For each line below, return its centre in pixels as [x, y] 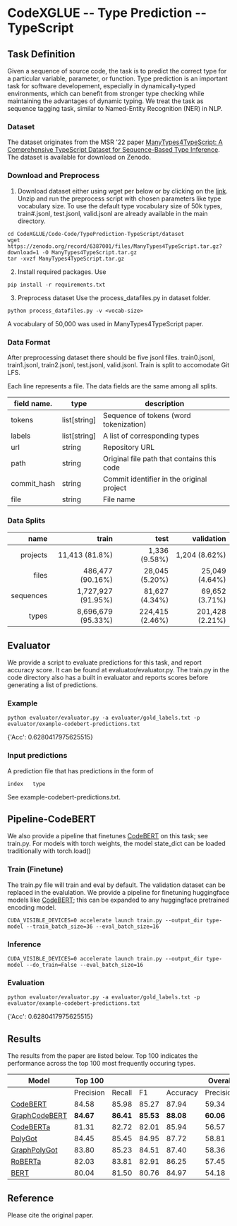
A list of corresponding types [151, 436]
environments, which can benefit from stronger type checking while [106, 94]
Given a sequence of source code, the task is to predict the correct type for [117, 71]
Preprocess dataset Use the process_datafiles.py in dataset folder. [114, 297]
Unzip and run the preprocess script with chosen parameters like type [119, 198]
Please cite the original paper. [50, 1215]
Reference [31, 1198]
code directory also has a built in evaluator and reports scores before [108, 677]
